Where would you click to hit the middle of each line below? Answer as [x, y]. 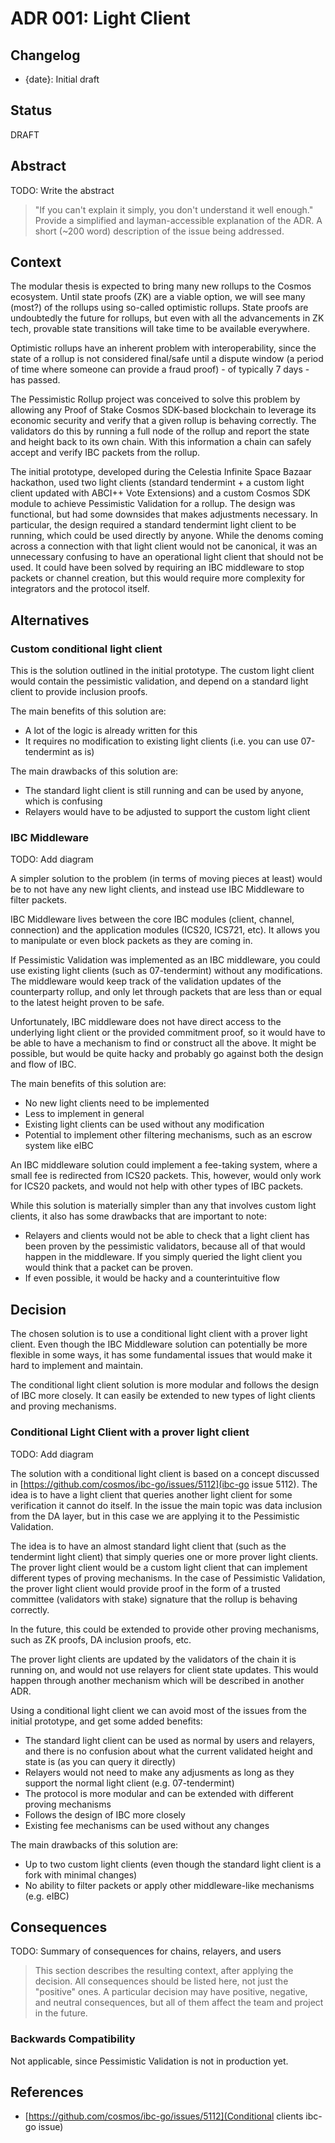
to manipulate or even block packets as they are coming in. [131, 941]
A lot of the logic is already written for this [111, 731]
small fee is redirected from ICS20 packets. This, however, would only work [166, 1176]
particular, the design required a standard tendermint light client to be [153, 525]
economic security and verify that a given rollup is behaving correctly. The [163, 421]
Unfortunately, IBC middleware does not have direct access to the [146, 1022]
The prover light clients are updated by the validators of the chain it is [153, 1659]
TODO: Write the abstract [62, 190]
